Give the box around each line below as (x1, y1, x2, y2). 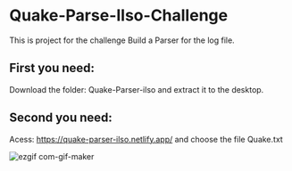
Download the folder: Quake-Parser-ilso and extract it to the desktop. (9, 84, 264, 94)
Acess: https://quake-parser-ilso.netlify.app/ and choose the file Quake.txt (9, 134, 283, 144)
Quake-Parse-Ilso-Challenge (9, 5, 229, 26)
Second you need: (9, 110, 113, 126)
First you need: (9, 61, 96, 76)
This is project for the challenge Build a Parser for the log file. (9, 35, 235, 45)
